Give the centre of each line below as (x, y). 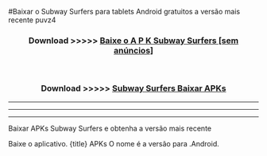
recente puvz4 (32, 20)
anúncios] (133, 50)
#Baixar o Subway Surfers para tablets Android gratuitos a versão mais (124, 12)
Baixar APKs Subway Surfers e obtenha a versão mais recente (110, 128)
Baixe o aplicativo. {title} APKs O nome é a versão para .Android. (114, 143)
